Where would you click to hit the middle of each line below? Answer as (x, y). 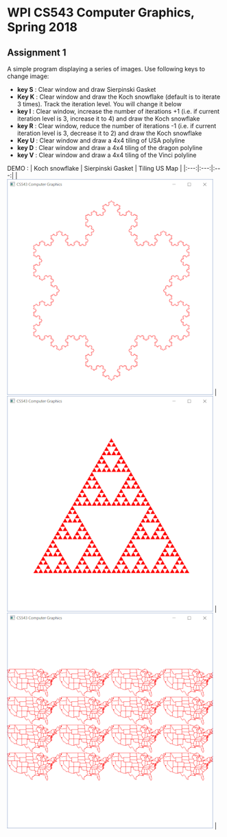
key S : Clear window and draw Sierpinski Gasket (86, 89)
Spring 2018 (42, 27)
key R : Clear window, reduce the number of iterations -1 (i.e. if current (117, 126)
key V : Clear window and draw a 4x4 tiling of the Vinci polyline (107, 155)
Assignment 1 (37, 52)
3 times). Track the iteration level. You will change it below (99, 104)
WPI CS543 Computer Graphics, (101, 13)
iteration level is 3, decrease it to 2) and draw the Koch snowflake (109, 133)
